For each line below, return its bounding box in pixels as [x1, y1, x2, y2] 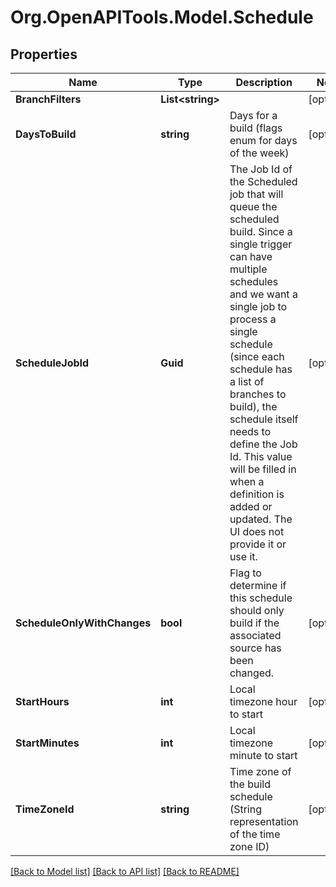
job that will [229, 187, 284, 201]
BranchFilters [15, 92, 82, 106]
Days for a [229, 109, 278, 122]
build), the [229, 400, 278, 413]
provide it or [229, 537, 287, 551]
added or [229, 500, 273, 513]
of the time [229, 827, 281, 841]
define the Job [229, 437, 298, 451]
